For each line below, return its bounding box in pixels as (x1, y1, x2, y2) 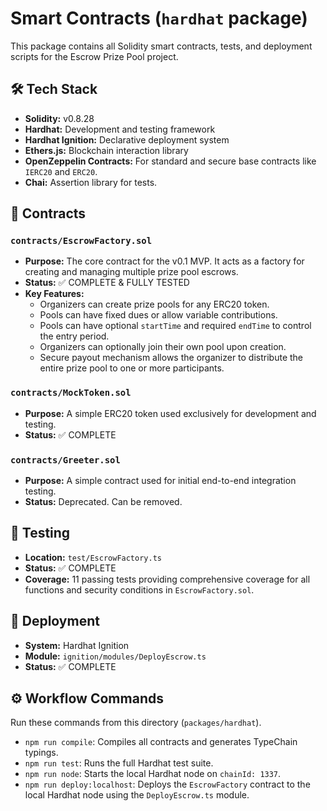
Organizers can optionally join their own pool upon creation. (39, 341, 287, 353)
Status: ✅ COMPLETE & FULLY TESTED (24, 277, 190, 289)
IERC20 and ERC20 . (24, 165, 98, 177)
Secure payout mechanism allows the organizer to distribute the (39, 352, 304, 364)
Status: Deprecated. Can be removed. (24, 496, 183, 508)
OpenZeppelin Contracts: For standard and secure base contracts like (24, 155, 317, 167)
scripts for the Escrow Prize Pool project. (10, 50, 179, 62)
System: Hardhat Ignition (24, 639, 130, 651)
